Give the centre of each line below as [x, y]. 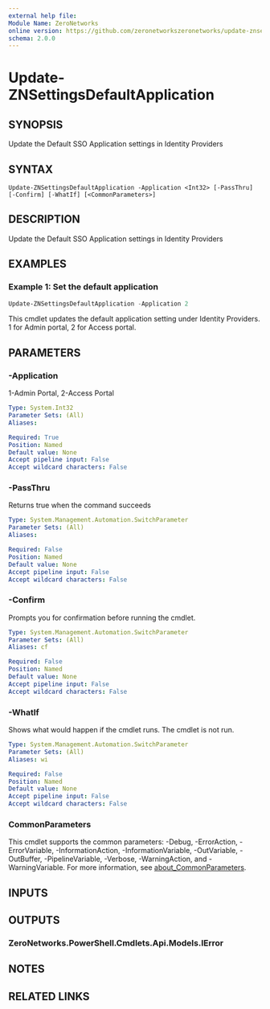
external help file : [43, 16]
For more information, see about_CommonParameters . [157, 867]
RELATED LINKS [49, 997]
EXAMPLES [37, 264]
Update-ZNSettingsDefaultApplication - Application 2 [98, 304]
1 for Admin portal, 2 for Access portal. [72, 327]
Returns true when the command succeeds [80, 505]
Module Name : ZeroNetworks [53, 23]
